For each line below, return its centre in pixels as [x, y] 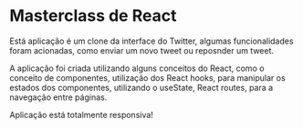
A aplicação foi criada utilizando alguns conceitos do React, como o [137, 68]
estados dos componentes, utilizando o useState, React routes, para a [141, 87]
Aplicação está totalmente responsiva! [81, 114]
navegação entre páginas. [58, 97]
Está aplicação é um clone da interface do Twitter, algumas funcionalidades [151, 41]
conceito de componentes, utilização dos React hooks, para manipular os [147, 77]
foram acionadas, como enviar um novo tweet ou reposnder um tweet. [142, 50]
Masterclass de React [93, 16]
